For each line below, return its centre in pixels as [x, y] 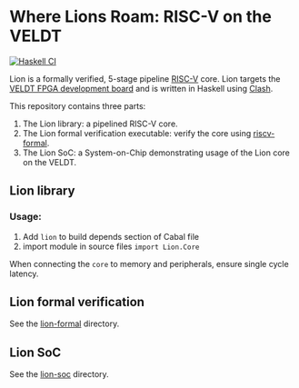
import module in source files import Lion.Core [111, 246]
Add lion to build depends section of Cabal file [111, 236]
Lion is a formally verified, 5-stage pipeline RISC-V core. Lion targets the [145, 78]
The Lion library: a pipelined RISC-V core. [100, 124]
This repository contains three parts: [78, 105]
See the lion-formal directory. [65, 323]
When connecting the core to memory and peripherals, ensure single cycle [149, 264]
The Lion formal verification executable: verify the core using [137, 133]
